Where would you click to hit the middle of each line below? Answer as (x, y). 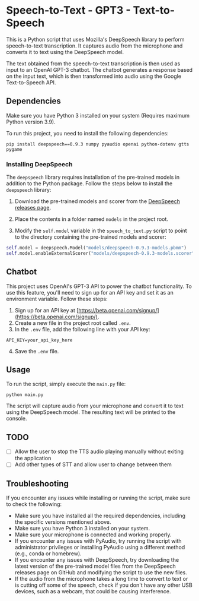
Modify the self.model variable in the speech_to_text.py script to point (101, 231)
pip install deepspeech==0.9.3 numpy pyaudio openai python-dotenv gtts (98, 144)
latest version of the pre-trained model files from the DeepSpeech (95, 566)
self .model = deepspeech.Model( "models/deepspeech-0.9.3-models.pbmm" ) (96, 248)
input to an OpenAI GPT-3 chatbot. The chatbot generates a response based (99, 69)
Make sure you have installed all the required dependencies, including (100, 516)
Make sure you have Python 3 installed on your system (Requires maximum (98, 115)
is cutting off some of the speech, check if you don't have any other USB (103, 585)
